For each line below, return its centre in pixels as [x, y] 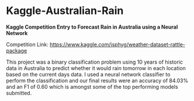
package [17, 50]
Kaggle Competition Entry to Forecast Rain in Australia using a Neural [92, 27]
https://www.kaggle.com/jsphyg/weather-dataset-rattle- [117, 44]
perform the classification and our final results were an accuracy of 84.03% [97, 81]
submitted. [19, 93]
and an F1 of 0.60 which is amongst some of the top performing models [92, 86]
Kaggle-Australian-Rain [65, 11]
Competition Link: [27, 44]
